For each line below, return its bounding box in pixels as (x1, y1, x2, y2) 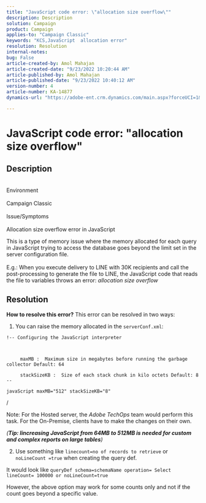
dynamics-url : (6, 94, 43, 101)
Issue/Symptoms (6, 212, 49, 220)
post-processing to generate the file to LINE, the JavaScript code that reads (6, 270, 198, 277)
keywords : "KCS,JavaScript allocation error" (6, 37, 128, 44)
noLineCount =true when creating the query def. (15, 454, 137, 461)
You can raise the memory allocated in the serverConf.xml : (15, 323, 164, 330)
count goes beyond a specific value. (6, 490, 98, 497)
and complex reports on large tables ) (6, 436, 103, 443)
